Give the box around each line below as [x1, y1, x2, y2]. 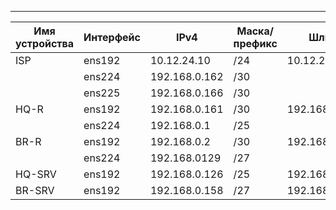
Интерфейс [83, 31, 141, 44]
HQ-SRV [15, 167, 57, 181]
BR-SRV [15, 184, 55, 197]
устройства [15, 37, 75, 50]
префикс [233, 37, 278, 50]
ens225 [83, 86, 121, 100]
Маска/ [236, 24, 274, 38]
